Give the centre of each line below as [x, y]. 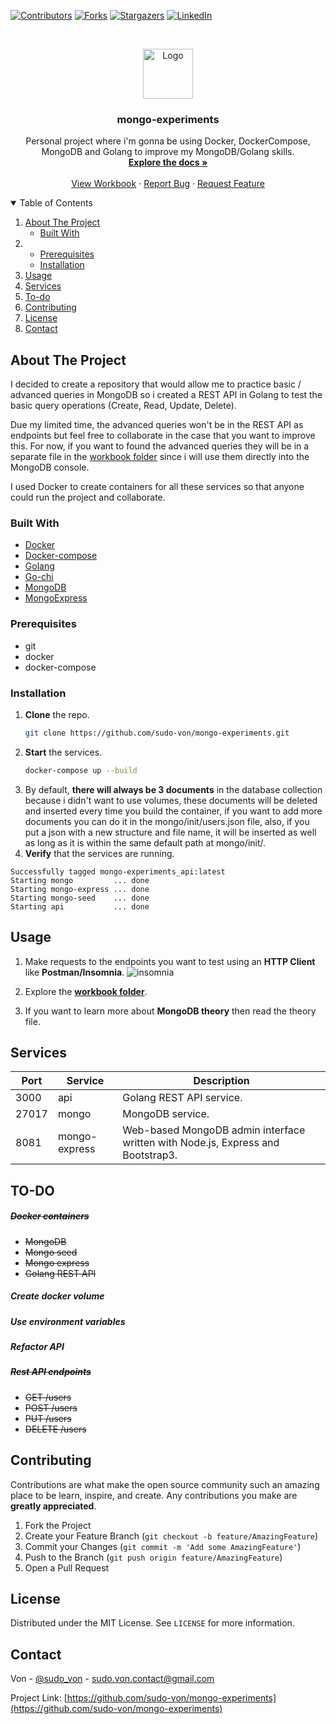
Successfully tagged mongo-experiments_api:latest [118, 871]
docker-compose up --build [81, 770]
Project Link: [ [39, 1698]
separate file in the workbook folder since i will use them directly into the [160, 457]
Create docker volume [57, 1296]
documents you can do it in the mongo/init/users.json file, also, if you [167, 821]
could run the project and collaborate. [88, 497]
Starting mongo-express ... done [80, 889]
